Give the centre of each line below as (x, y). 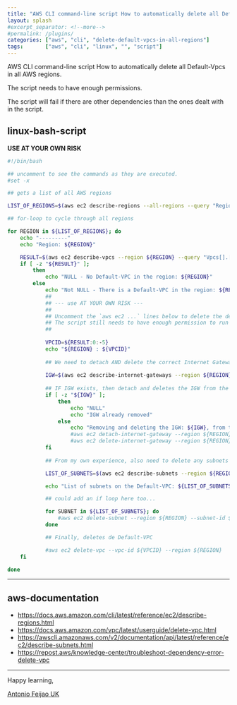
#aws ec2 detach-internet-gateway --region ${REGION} (151, 435)
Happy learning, (31, 680)
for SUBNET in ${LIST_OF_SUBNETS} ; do (102, 512)
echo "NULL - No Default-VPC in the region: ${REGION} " (129, 277)
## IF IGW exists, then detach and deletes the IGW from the (137, 389)
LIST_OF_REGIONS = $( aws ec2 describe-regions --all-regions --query (109, 206)
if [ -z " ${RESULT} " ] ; (55, 264)
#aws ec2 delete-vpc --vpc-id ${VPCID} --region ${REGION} (133, 550)
